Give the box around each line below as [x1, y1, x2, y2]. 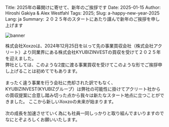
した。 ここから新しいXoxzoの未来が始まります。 [14, 99, 117, 104]
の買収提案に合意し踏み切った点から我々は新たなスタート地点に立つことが [5, 92, 160, 98]
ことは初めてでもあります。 [22, 68, 80, 74]
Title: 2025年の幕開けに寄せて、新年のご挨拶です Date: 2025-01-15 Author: [5, 5, 161, 10]
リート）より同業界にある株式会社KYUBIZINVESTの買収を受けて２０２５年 [5, 49, 161, 55]
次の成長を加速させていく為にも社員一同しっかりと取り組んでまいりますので [5, 110, 164, 116]
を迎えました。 [5, 55, 36, 61]
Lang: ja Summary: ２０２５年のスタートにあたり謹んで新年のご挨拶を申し [5, 16, 160, 22]
